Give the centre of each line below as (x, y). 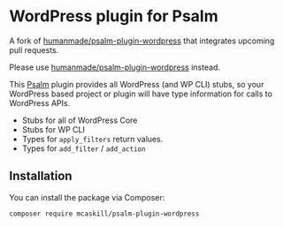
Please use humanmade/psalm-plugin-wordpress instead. (115, 67)
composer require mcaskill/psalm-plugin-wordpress (104, 214)
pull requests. (34, 49)
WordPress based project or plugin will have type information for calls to (141, 94)
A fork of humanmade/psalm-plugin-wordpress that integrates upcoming (142, 41)
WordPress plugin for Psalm (114, 16)
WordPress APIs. (40, 102)
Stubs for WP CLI (54, 129)
